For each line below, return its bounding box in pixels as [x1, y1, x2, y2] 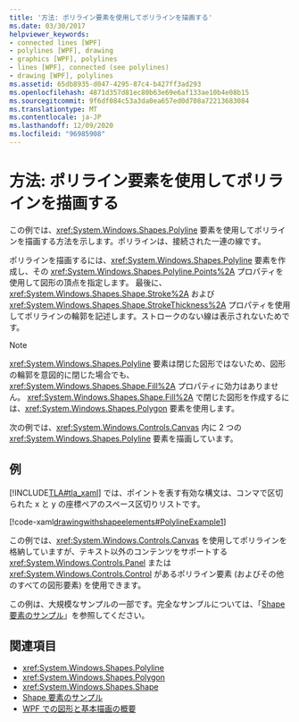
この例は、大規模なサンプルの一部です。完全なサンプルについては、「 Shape [9, 599, 286, 609]
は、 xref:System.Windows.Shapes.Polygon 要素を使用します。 [9, 403, 239, 413]
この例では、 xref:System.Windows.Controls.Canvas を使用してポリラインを [9, 534, 287, 546]
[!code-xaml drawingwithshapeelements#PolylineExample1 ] [9, 516, 227, 527]
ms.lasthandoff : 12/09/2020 [9, 122, 114, 131]
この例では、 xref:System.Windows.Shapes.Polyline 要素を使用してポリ [9, 225, 270, 235]
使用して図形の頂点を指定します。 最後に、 [9, 276, 167, 287]
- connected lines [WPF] [9, 38, 102, 47]
